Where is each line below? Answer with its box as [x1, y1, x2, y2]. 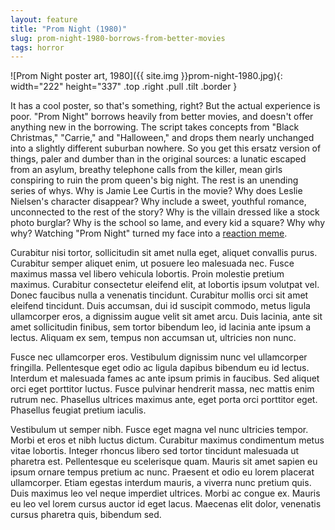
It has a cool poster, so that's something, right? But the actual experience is [10, 100, 321, 112]
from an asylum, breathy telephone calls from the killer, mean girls [10, 164, 283, 176]
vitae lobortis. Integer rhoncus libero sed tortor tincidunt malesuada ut [10, 445, 300, 457]
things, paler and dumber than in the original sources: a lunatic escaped [10, 153, 307, 165]
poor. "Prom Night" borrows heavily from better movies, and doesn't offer [10, 111, 314, 123]
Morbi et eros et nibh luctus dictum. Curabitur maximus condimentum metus [10, 434, 325, 446]
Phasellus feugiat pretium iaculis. [10, 404, 147, 416]
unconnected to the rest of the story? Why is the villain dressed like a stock [10, 206, 320, 218]
